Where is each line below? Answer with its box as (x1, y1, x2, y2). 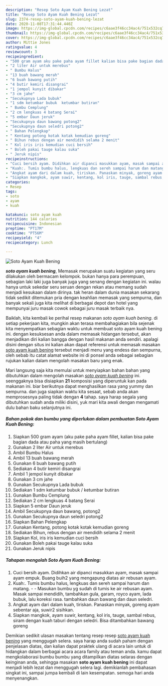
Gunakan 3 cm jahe (12, 477, 53, 483)
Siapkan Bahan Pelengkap (12, 519, 67, 525)
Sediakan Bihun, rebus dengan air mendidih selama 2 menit (12, 530, 135, 536)
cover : (5, 36, 19, 41)
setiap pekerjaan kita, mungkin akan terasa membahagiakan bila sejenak (5, 320, 155, 326)
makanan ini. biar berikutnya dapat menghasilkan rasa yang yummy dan (5, 383, 154, 389)
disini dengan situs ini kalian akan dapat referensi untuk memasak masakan (5, 341, 161, 347)
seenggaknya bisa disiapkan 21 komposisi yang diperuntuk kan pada (5, 378, 147, 384)
